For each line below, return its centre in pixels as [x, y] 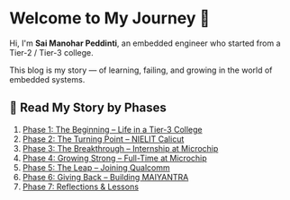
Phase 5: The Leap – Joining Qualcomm [96, 167]
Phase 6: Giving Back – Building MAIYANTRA [105, 177]
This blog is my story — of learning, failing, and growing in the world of [141, 70]
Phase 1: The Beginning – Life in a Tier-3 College [112, 129]
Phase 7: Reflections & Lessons [81, 187]
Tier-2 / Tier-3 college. [52, 52]
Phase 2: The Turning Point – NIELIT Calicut [103, 139]
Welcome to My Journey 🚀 [110, 18]
